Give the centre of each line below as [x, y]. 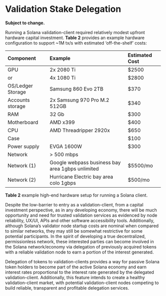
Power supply [23, 146]
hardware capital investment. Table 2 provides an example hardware [75, 38]
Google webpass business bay [85, 162]
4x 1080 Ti [62, 78]
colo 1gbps [63, 183]
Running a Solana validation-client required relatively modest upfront [75, 32]
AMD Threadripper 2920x [80, 130]
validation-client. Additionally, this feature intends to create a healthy [75, 277]
